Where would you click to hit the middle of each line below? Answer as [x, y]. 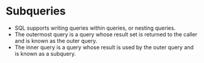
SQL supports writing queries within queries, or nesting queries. [95, 28]
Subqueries [36, 11]
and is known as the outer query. [56, 41]
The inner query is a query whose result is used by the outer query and [104, 47]
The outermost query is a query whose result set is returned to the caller [106, 34]
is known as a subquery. [45, 53]
